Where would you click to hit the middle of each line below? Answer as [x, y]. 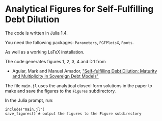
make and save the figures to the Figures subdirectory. [61, 91]
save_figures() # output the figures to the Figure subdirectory [73, 114]
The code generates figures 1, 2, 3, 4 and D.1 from [55, 61]
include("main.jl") [25, 109]
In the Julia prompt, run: [29, 100]
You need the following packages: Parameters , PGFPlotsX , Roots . [69, 42]
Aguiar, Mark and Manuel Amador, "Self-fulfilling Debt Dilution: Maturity [84, 71]
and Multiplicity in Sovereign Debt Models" [55, 76]
